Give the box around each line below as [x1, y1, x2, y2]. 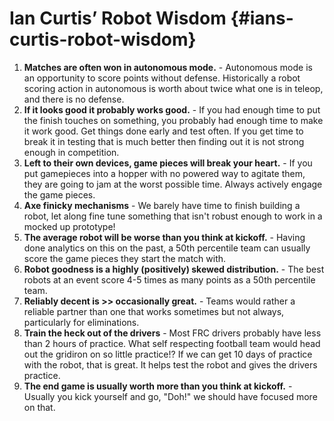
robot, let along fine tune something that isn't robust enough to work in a [23, 210, 323, 222]
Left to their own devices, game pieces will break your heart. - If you [23, 157, 313, 169]
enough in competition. [23, 146, 120, 158]
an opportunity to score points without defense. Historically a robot [23, 72, 301, 84]
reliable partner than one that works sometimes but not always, [23, 305, 285, 317]
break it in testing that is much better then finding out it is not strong [23, 135, 305, 147]
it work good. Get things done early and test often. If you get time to [23, 125, 304, 137]
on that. [23, 401, 56, 413]
